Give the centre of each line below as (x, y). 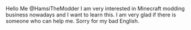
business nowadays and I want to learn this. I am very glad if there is (91, 15)
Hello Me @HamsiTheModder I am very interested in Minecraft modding (95, 9)
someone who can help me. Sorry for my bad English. (73, 21)
